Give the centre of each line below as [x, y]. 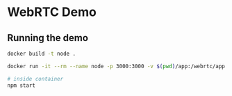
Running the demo [48, 38]
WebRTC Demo [52, 12]
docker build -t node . [42, 54]
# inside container [35, 79]
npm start [22, 85]
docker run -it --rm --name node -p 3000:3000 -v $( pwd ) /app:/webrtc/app [116, 66]
